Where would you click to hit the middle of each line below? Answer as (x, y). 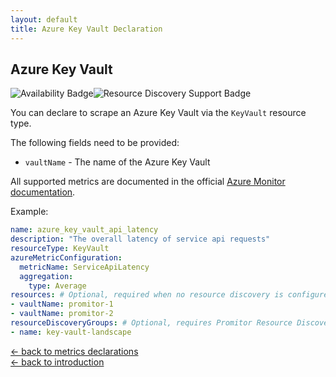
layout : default (44, 19)
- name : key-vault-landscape (71, 332)
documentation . (43, 192)
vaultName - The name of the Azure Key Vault (117, 162)
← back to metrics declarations (74, 351)
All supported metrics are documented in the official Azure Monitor (148, 182)
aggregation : (46, 276)
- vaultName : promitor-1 (62, 304)
